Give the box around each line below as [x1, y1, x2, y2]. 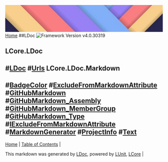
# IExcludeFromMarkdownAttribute [5, 120, 116, 128]
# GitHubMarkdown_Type [5, 112, 85, 121]
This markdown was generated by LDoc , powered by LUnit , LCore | [5, 150, 144, 157]
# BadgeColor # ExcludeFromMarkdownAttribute [5, 81, 157, 89]
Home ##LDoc [5, 32, 35, 38]
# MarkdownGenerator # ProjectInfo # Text [5, 128, 137, 136]
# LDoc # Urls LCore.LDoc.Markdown [5, 64, 120, 72]
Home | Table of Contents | [5, 141, 61, 147]
